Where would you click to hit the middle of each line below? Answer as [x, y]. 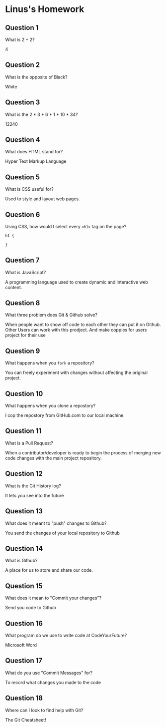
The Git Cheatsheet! [26, 720]
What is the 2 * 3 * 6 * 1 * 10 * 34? [41, 114]
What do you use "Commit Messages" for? [49, 673]
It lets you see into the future [35, 495]
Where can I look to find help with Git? [44, 710]
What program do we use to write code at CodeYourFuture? [66, 635]
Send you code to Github [31, 608]
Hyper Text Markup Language [36, 161]
